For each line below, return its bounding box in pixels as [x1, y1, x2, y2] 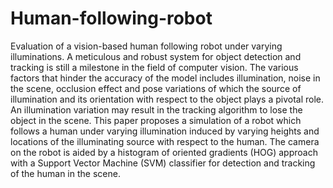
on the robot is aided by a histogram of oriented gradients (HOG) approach [10, 146, 318, 158]
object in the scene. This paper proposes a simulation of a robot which [10, 114, 302, 126]
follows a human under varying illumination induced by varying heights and [10, 125, 320, 137]
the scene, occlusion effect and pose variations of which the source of [10, 82, 302, 94]
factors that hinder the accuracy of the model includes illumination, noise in [10, 72, 321, 84]
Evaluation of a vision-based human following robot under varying [10, 40, 283, 52]
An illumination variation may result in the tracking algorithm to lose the [10, 103, 303, 116]
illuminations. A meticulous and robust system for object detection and [10, 50, 302, 62]
